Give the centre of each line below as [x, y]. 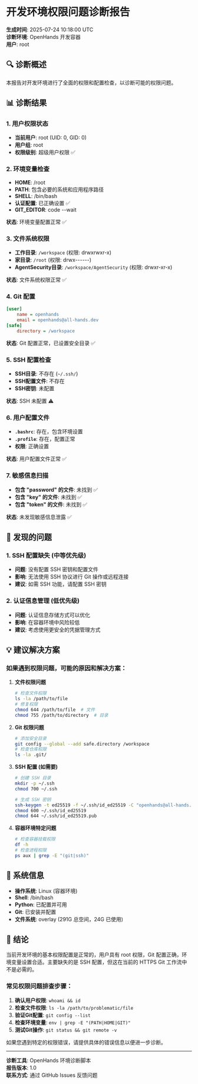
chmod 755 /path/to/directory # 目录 [61, 715]
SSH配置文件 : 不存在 [39, 381]
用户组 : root [29, 145]
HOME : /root [30, 182]
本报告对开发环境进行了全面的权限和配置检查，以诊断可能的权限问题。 [91, 83]
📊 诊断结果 [27, 103]
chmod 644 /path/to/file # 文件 [55, 710]
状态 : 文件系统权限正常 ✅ [36, 280]
